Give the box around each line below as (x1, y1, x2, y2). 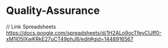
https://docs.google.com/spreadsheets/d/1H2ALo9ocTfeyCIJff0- (6, 29, 162, 36)
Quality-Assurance (6, 4, 100, 17)
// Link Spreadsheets (6, 23, 57, 30)
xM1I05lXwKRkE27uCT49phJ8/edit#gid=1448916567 (6, 35, 134, 42)
